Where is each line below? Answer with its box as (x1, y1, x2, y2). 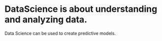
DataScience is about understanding (4, 3, 158, 15)
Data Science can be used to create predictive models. (4, 30, 116, 36)
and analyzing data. (4, 14, 87, 25)
